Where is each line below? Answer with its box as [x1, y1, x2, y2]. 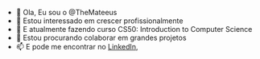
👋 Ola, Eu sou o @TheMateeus [15, 8, 118, 17]
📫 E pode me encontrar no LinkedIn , [15, 42, 138, 51]
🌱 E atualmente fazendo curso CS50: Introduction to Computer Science [15, 25, 253, 33]
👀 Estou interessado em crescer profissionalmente [15, 16, 184, 26]
